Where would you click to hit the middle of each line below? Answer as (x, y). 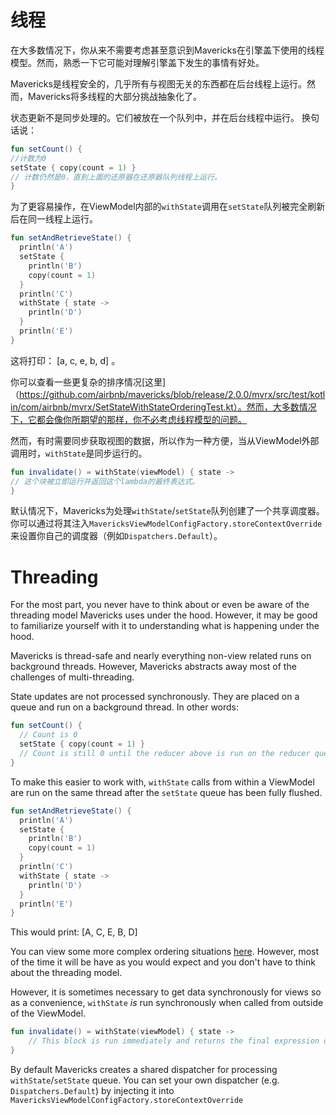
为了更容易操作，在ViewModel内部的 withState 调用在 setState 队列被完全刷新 (168, 207)
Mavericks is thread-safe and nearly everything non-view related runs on (161, 656)
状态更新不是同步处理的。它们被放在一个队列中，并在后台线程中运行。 (155, 117)
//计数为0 (28, 158)
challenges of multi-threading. (72, 677)
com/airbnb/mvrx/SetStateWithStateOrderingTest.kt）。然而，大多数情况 (168, 407)
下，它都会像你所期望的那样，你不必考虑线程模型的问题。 (128, 419)
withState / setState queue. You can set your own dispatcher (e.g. (145, 1080)
